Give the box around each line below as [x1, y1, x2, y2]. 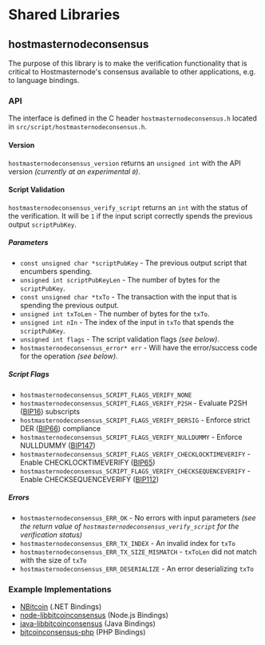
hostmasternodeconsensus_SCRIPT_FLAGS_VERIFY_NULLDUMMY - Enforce [19, 432, 243, 441]
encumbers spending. [19, 266, 93, 276]
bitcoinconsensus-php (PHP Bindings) [19, 627, 146, 636]
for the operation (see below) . [19, 351, 118, 361]
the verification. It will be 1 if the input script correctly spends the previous [8, 211, 253, 220]
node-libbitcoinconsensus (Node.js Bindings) [19, 610, 169, 619]
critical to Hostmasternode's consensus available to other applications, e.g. [8, 67, 256, 77]
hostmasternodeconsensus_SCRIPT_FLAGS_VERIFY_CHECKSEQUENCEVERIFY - [19, 465, 251, 476]
